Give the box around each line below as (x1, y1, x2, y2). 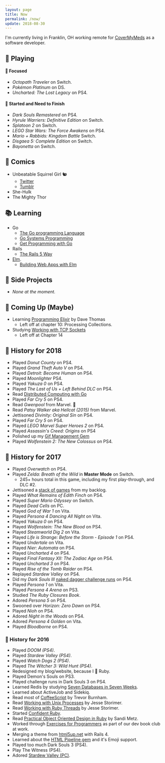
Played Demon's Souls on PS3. (12, 673, 75, 679)
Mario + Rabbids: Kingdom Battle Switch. (12, 133, 97, 139)
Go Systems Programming (19, 235, 73, 241)
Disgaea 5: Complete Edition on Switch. (12, 138, 93, 144)
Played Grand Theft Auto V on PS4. (12, 365, 84, 371)
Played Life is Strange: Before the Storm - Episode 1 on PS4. (12, 534, 134, 540)
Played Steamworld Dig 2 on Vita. (12, 529, 81, 535)
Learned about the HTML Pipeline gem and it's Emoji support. (12, 737, 138, 743)
